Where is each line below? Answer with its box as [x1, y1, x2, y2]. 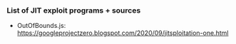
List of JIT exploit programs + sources [6, 6, 141, 15]
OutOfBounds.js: [16, 22, 66, 30]
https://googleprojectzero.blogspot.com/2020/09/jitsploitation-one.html [16, 29, 229, 37]
